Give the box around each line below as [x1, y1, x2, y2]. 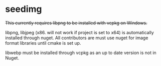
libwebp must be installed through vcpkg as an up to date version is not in [5, 50, 157, 56]
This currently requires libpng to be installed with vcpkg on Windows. [5, 20, 148, 26]
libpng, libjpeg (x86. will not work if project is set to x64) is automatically [5, 29, 154, 35]
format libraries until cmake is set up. [5, 40, 81, 46]
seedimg [5, 3, 42, 15]
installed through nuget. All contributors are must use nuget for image [5, 35, 149, 41]
